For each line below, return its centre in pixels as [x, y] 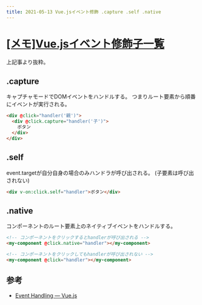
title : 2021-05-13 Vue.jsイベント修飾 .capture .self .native [84, 12]
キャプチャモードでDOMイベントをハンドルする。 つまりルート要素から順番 [101, 97]
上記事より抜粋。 [28, 62]
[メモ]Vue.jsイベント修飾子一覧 [86, 44]
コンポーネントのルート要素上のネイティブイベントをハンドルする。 [91, 226]
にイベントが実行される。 [38, 105]
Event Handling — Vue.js [46, 295]
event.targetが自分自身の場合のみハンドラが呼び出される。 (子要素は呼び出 [100, 173]
